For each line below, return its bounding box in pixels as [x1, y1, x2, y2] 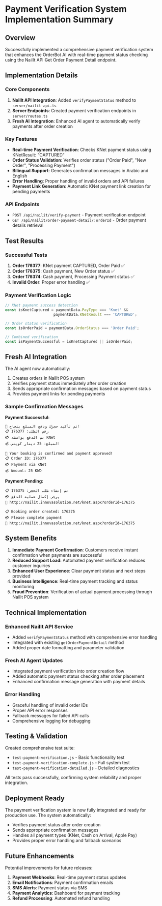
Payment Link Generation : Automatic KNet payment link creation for [12, 183, 151, 189]
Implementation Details [5, 71, 78, 80]
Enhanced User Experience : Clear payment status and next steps [12, 568, 146, 574]
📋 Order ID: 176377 [5, 456, 47, 461]
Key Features [5, 135, 38, 142]
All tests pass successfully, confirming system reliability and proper [5, 775, 142, 781]
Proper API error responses [12, 707, 68, 713]
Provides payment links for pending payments [12, 391, 106, 397]
